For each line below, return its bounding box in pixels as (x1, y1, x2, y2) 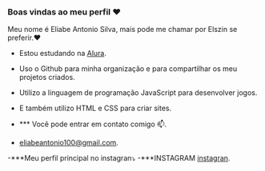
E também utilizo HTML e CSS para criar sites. (18, 103, 172, 113)
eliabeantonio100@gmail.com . (18, 138, 119, 148)
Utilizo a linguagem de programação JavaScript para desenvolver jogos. (18, 88, 258, 97)
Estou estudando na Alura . (18, 49, 107, 58)
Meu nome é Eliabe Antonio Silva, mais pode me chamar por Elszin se (7, 25, 238, 34)
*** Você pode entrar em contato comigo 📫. (18, 119, 167, 129)
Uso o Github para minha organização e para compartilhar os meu (18, 64, 238, 74)
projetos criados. (18, 73, 75, 82)
